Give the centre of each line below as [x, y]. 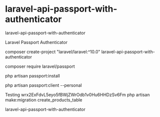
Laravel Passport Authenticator [36, 42]
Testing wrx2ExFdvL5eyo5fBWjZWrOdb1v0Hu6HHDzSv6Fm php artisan [78, 95]
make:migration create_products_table [44, 100]
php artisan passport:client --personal [44, 85]
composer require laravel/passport [40, 66]
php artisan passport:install [33, 76]
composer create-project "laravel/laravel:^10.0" [53, 52]
